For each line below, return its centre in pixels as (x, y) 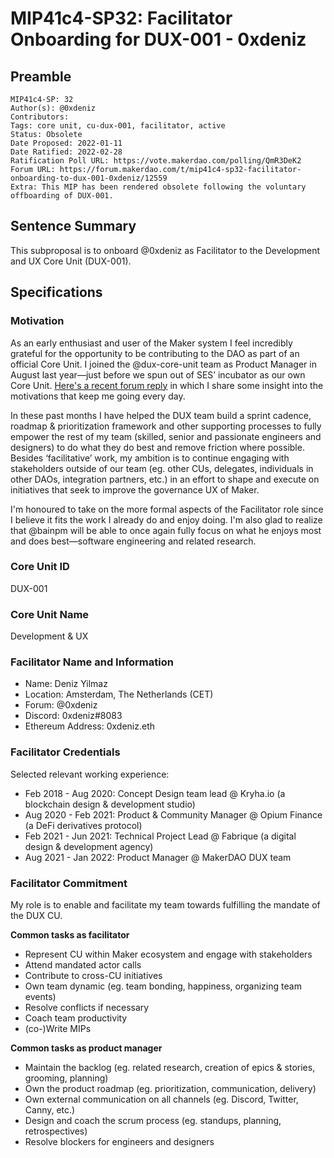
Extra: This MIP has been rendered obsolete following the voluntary (158, 187)
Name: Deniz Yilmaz (66, 684)
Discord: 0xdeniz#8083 (73, 716)
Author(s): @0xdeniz (53, 108)
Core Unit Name (50, 614)
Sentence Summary (73, 226)
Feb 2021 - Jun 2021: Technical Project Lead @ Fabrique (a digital (160, 836)
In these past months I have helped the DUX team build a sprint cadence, (161, 415)
